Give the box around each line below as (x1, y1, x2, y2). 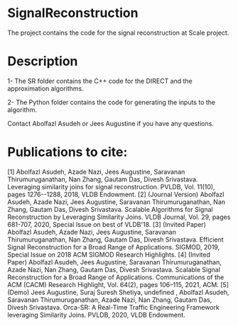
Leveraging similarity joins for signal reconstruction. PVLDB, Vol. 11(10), (7, 182, 215, 191)
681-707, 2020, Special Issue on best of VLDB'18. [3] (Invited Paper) (7, 220, 206, 228)
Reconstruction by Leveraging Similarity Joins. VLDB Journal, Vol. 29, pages (7, 213, 231, 221)
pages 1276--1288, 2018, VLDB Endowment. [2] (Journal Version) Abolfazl (7, 190, 225, 198)
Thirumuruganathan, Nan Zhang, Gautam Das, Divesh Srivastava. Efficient (7, 235, 224, 244)
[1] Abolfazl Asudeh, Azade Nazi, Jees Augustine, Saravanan (7, 167, 185, 176)
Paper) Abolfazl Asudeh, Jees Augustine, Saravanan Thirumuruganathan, (7, 257, 222, 266)
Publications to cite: (7, 144, 128, 160)
